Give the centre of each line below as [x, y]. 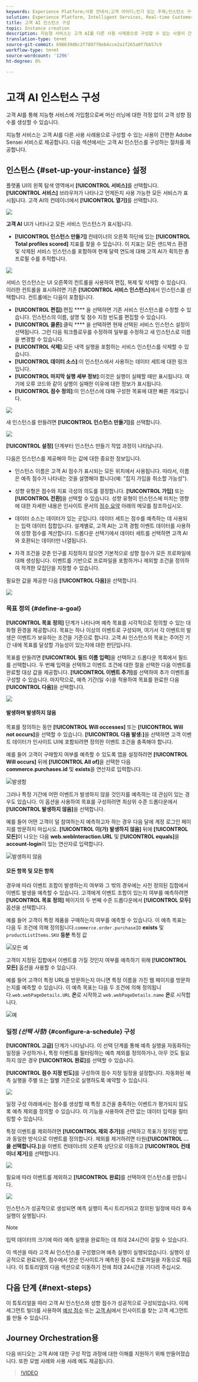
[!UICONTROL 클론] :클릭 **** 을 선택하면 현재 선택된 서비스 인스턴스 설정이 [102, 325]
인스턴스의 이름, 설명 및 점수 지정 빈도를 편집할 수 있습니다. [99, 317]
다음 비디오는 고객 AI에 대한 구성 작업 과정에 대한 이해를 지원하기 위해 [85, 1354]
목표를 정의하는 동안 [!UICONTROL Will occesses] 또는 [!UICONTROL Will [95, 727]
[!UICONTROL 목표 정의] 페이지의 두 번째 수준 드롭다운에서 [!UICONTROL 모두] [99, 900]
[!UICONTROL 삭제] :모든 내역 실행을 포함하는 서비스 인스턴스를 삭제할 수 [99, 347]
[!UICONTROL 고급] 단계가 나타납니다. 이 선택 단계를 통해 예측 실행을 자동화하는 [99, 1046]
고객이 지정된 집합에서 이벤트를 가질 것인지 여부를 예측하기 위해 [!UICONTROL [96, 960]
